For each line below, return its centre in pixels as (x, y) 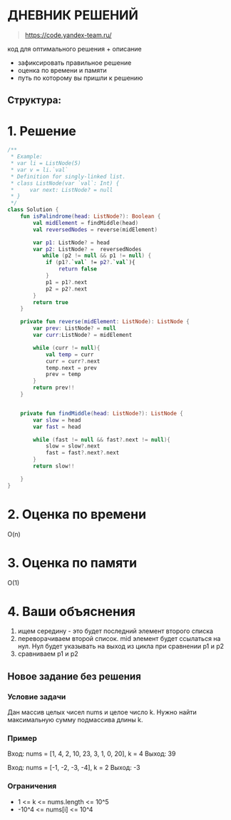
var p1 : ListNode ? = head (72, 243)
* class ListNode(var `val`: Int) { (65, 183)
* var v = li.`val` (40, 170)
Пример (22, 739)
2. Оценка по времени (77, 514)
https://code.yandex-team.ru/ (68, 35)
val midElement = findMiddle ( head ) (86, 223)
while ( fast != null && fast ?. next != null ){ (102, 440)
